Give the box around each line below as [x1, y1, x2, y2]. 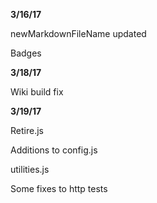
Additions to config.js [10, 144, 98, 156]
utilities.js [10, 164, 50, 175]
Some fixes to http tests [10, 183, 108, 194]
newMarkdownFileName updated [10, 28, 147, 39]
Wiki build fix [10, 86, 64, 98]
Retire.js [10, 125, 44, 136]
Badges [10, 47, 42, 59]
